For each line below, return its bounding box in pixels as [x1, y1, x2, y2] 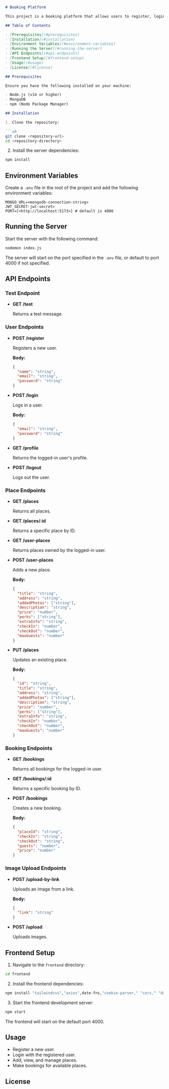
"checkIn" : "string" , [17, 834, 63, 839]
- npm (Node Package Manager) [5, 101, 69, 107]
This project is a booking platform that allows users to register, [5, 14, 152, 19]
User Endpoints [5, 324, 44, 331]
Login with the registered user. [12, 1052, 76, 1058]
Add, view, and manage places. [12, 1057, 78, 1063]
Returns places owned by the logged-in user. [12, 547, 106, 553]
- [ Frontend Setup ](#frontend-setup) [5, 56, 84, 61]
